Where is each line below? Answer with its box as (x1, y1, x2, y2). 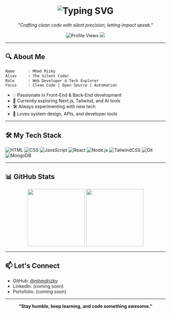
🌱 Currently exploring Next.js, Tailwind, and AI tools (12, 98, 121, 104)
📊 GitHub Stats (5, 173, 55, 181)
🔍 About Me (5, 52, 45, 61)
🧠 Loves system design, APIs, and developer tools (12, 111, 118, 117)
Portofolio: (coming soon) (12, 288, 67, 295)
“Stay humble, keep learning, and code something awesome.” (18, 303, 153, 309)
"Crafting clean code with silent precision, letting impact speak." (17, 22, 154, 28)
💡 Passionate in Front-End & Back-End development (12, 92, 122, 98)
